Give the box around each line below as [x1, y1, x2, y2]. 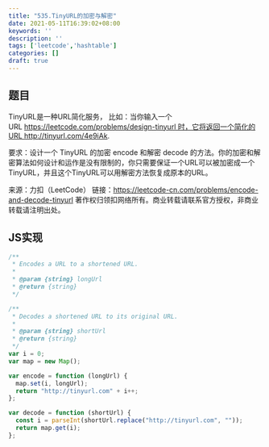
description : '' [8, 34, 63, 43]
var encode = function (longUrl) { [8, 372, 128, 380]
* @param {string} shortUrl [11, 328, 106, 336]
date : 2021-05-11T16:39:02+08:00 [8, 19, 121, 27]
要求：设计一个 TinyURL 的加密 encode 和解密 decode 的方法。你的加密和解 [8, 147, 261, 157]
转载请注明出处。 [8, 205, 65, 215]
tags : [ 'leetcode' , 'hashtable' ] [8, 42, 117, 50]
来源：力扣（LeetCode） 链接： [8, 185, 114, 194]
